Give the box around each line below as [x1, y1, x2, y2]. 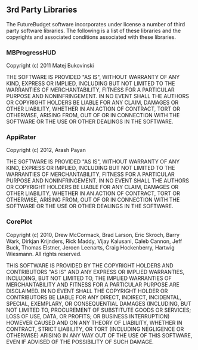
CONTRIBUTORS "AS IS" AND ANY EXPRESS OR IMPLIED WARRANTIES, [6, 268, 185, 275]
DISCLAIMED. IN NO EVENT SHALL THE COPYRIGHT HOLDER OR [6, 287, 168, 294]
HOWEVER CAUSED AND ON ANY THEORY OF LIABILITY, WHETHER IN [6, 319, 183, 326]
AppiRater [6, 133, 36, 141]
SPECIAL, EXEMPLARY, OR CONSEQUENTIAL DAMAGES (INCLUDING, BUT [6, 300, 192, 307]
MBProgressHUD [6, 48, 57, 56]
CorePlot [6, 218, 33, 226]
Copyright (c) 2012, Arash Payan [6, 147, 86, 154]
